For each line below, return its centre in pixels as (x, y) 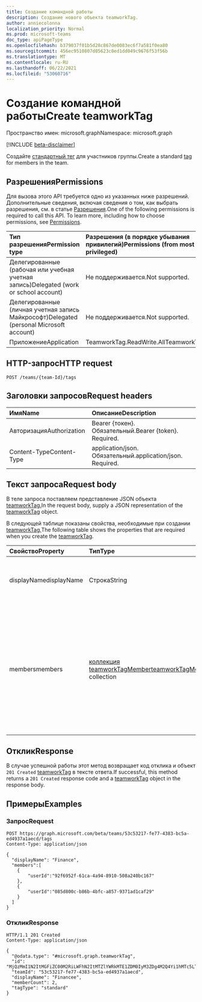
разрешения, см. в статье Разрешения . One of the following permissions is (100, 209)
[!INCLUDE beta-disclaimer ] (41, 145)
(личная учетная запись (44, 310)
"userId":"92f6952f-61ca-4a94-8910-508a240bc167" (91, 876)
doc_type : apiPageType (35, 40)
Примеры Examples (44, 804)
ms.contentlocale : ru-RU (37, 62)
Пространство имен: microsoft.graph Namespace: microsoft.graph (89, 133)
